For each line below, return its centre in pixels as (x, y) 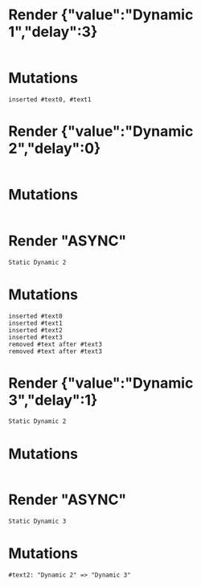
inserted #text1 (35, 323)
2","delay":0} (55, 148)
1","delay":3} (53, 32)
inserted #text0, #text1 (50, 99)
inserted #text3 (35, 337)
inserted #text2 (35, 330)
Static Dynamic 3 (37, 521)
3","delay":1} (53, 400)
